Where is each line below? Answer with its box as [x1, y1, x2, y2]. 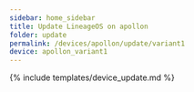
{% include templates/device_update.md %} [9, 72, 176, 83]
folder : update [9, 30, 67, 39]
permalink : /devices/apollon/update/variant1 [9, 38, 185, 48]
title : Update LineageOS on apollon [9, 22, 148, 31]
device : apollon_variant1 [9, 47, 107, 56]
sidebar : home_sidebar [9, 13, 96, 23]
